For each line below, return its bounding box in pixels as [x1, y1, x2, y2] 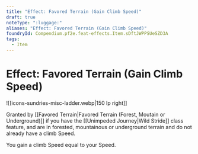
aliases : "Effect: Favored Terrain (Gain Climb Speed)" [6, 25, 147, 31]
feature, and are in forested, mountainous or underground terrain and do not [6, 123, 193, 130]
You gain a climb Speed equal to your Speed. [6, 141, 116, 148]
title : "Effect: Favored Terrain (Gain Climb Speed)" [6, 8, 142, 15]
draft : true [6, 14, 36, 20]
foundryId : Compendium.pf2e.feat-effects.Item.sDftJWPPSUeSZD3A [6, 31, 168, 37]
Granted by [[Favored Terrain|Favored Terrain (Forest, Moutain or [6, 111, 165, 118]
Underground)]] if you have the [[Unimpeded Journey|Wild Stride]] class [6, 117, 184, 124]
